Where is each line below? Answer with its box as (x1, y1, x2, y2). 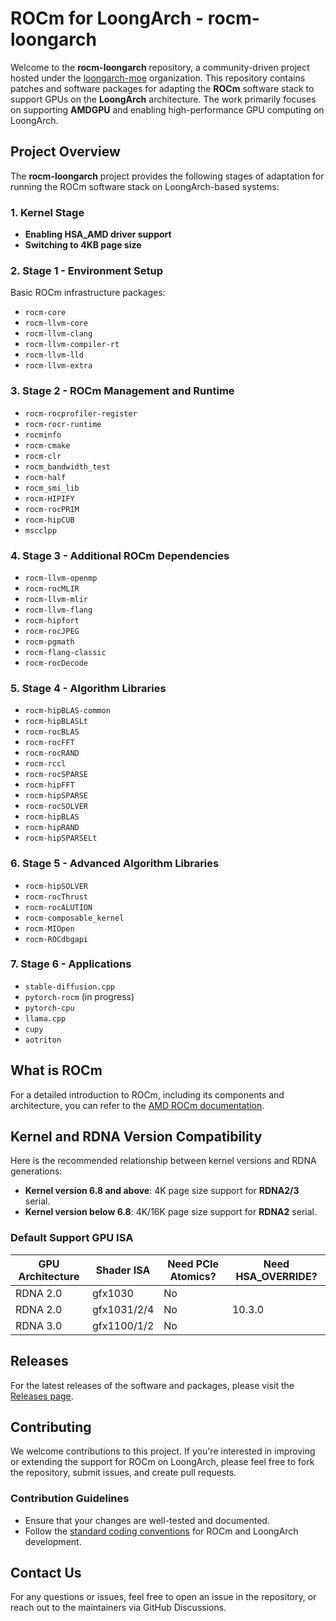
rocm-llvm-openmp (24, 573, 98, 583)
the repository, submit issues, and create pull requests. (10, 1467, 237, 1479)
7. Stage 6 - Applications (10, 957, 132, 971)
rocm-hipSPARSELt (24, 833, 98, 844)
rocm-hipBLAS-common (24, 706, 111, 716)
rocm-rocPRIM (24, 504, 80, 514)
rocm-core (24, 308, 67, 318)
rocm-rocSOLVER (24, 802, 89, 812)
